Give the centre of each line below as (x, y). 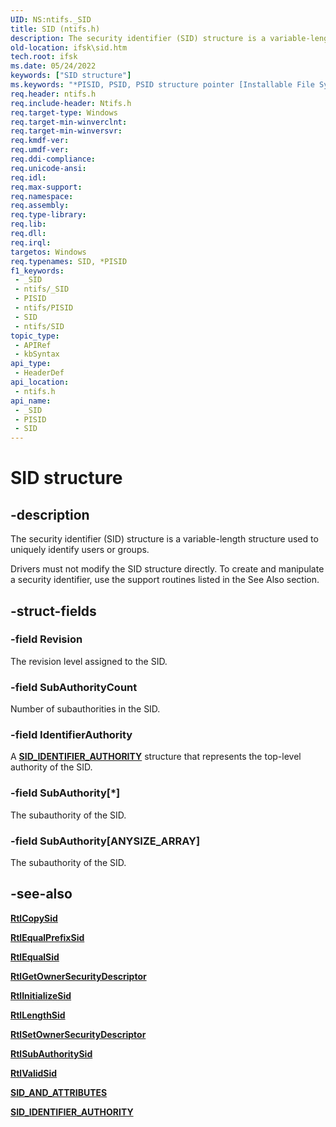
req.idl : (28, 177)
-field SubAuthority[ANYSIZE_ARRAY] (105, 841)
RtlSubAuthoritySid (51, 1053)
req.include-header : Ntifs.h (71, 103)
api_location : (40, 382)
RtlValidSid (34, 1073)
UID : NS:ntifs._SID (51, 19)
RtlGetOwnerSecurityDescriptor (78, 976)
